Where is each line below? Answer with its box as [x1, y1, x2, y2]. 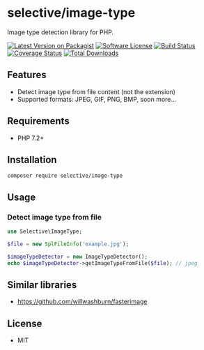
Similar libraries [7, 279, 77, 291]
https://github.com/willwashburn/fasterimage [17, 298, 148, 306]
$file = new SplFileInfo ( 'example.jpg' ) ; [7, 241, 130, 248]
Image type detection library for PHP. [7, 28, 113, 36]
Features [7, 69, 47, 81]
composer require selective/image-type [7, 172, 123, 179]
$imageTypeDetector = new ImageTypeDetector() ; [7, 253, 148, 260]
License [7, 317, 42, 329]
